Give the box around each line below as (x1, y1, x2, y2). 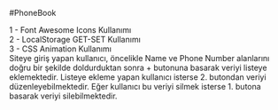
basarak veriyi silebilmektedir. (9, 90, 118, 101)
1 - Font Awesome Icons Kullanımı (9, 25, 132, 35)
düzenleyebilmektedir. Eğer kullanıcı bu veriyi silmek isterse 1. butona (9, 82, 261, 91)
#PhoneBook (9, 8, 57, 18)
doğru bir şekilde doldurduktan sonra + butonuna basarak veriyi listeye (9, 62, 267, 73)
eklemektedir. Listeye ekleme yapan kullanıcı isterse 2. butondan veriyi (9, 72, 267, 82)
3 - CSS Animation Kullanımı (9, 43, 112, 54)
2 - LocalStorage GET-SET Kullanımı (9, 35, 142, 44)
